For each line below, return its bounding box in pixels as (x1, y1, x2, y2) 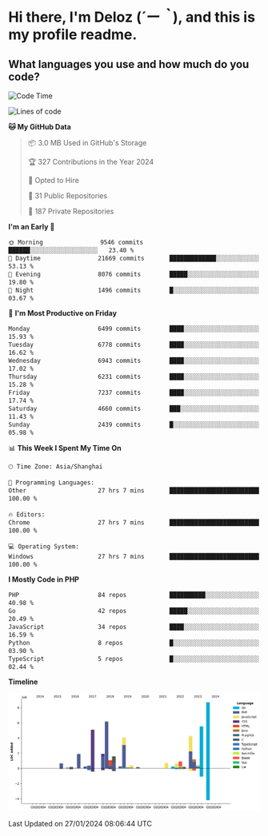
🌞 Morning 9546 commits (8, 238, 144, 246)
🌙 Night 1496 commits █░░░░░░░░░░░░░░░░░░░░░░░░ (8, 286, 260, 294)
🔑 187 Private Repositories (27, 206, 114, 216)
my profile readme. (8, 26, 138, 44)
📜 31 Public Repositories (27, 191, 108, 201)
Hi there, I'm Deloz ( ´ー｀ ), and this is (8, 8, 256, 26)
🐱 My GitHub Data (8, 122, 72, 131)
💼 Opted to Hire (27, 176, 80, 185)
